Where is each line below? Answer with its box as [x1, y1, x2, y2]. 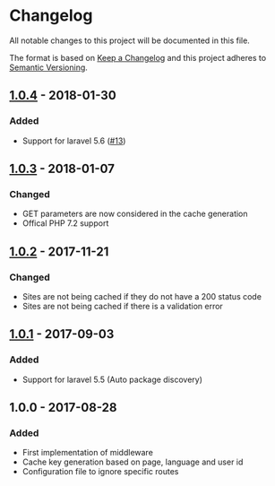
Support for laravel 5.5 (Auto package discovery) [21, 374, 203, 385]
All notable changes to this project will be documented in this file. [9, 35, 251, 46]
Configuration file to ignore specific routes [21, 466, 179, 477]
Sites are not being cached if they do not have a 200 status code [21, 291, 262, 301]
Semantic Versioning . [9, 62, 88, 73]
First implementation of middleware [21, 447, 154, 458]
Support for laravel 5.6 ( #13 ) [21, 135, 126, 146]
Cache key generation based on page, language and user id [21, 456, 244, 467]
